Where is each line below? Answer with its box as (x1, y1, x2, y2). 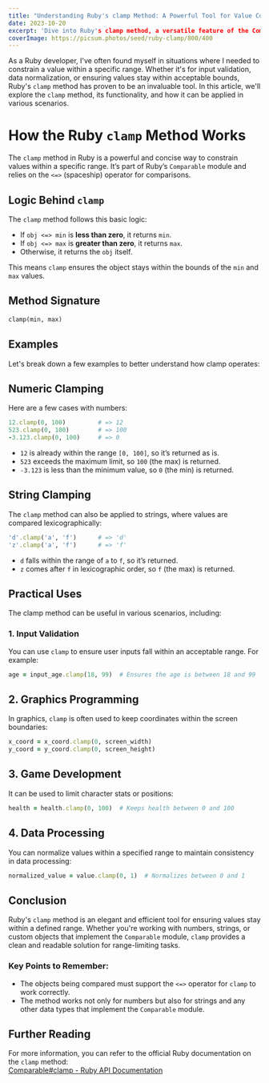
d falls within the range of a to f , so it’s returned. (19, 556, 179, 565)
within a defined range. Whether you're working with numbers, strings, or (8, 924, 251, 933)
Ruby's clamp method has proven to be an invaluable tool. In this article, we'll (8, 82, 261, 91)
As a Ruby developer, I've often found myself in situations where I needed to (8, 56, 260, 66)
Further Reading (8, 1027, 91, 1041)
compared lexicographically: (8, 518, 102, 527)
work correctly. (19, 987, 70, 997)
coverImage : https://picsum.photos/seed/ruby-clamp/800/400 (8, 34, 214, 42)
